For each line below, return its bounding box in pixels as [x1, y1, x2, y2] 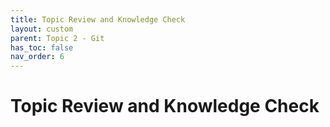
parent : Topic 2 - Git [10, 33, 105, 43]
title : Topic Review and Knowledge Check [10, 14, 186, 25]
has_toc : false [10, 42, 74, 53]
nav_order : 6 [10, 52, 65, 62]
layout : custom [10, 24, 74, 34]
